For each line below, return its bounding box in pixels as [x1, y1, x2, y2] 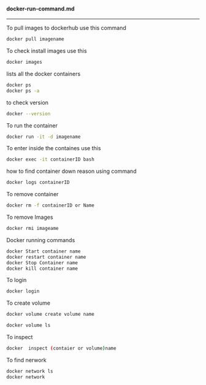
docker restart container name [6, 254, 86, 260]
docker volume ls [6, 322, 51, 329]
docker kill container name [6, 265, 78, 272]
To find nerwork [6, 356, 47, 364]
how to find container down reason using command [6, 167, 137, 175]
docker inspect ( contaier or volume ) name [6, 345, 116, 352]
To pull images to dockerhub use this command [6, 25, 127, 32]
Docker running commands [6, 236, 75, 243]
